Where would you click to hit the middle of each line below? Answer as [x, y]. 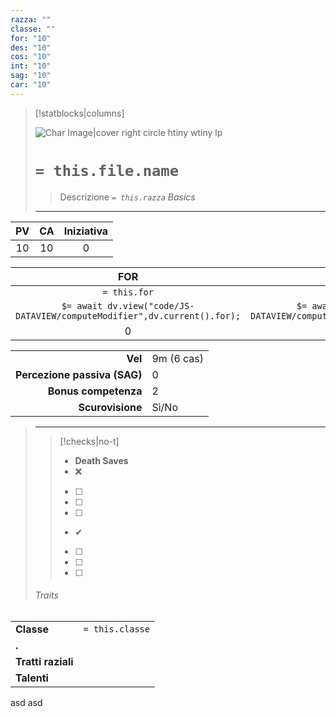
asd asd [26, 702]
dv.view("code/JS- [151, 305]
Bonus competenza [95, 391]
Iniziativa [86, 231]
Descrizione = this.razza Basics [127, 197]
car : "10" [31, 85]
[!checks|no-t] [89, 441]
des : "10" [31, 47]
